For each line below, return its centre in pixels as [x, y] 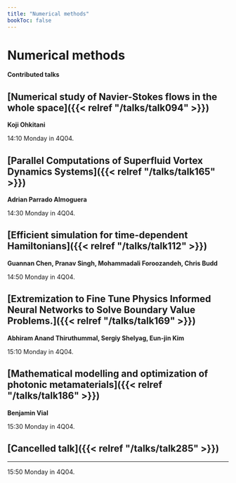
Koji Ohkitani [26, 125]
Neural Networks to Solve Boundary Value [101, 310]
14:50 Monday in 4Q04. [41, 277]
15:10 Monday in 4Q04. [40, 351]
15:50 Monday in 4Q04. [41, 472]
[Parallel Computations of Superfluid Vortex [105, 160]
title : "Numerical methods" [48, 14]
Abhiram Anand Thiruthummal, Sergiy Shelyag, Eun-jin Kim [96, 338]
